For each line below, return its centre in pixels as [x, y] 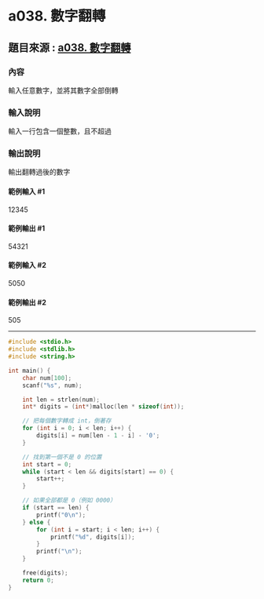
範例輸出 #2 [27, 302]
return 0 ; [38, 580]
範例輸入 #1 [27, 192]
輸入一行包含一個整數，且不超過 [60, 131]
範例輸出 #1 [27, 228]
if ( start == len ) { [56, 508]
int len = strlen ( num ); [61, 400]
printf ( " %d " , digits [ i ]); [92, 537]
